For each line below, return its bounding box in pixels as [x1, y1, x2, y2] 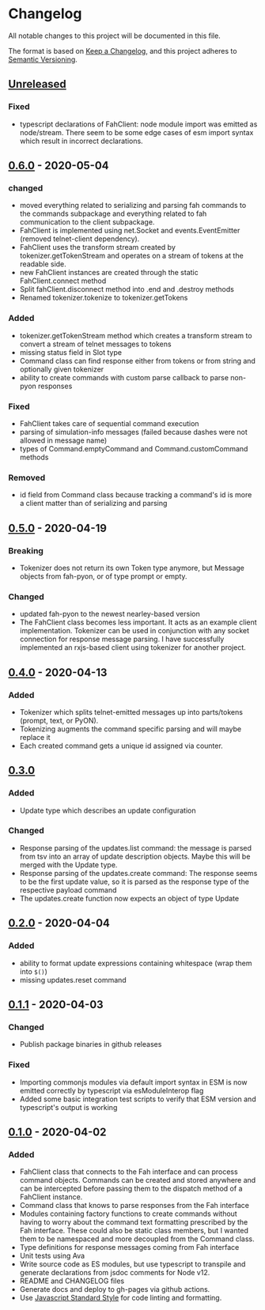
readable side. [19, 259, 67, 269]
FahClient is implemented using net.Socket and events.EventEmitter [19, 226, 240, 236]
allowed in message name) [19, 436, 108, 445]
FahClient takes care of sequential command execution [19, 418, 199, 428]
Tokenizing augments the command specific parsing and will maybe [19, 724, 242, 734]
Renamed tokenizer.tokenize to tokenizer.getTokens [19, 293, 188, 303]
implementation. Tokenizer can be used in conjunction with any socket [19, 626, 250, 636]
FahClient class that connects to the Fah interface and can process [19, 1167, 239, 1176]
